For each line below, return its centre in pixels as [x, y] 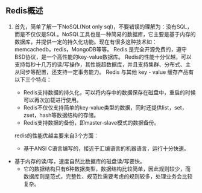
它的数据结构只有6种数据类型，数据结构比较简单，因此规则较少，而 [107, 169]
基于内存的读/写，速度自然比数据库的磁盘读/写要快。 [80, 161]
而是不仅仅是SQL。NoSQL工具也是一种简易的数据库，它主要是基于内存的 [105, 34]
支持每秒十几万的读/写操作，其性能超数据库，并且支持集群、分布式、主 [103, 64]
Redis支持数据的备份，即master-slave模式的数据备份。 [91, 122]
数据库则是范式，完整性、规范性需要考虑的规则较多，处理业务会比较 [108, 176]
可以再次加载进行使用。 [52, 100]
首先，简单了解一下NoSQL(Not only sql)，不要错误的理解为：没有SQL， [103, 27]
